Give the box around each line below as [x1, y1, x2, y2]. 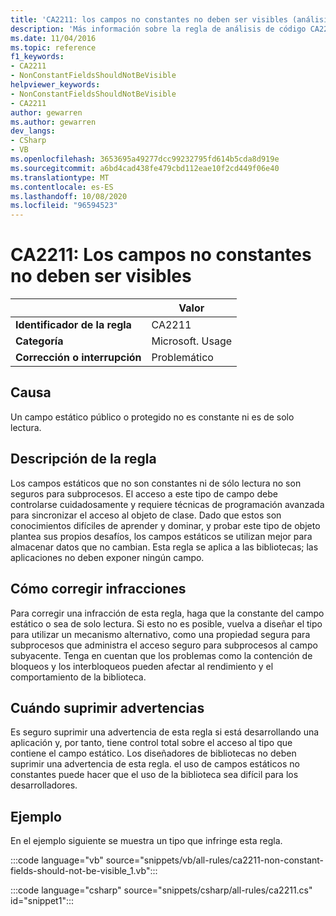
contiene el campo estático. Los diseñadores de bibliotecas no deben [10, 747, 297, 760]
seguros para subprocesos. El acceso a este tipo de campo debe [10, 487, 278, 500]
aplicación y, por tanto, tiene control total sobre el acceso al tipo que [10, 737, 293, 749]
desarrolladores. [10, 779, 78, 791]
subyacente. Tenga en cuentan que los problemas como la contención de [10, 649, 313, 661]
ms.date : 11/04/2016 [10, 33, 97, 43]
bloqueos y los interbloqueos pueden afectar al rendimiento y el [10, 660, 274, 672]
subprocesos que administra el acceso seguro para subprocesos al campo [10, 639, 318, 651]
